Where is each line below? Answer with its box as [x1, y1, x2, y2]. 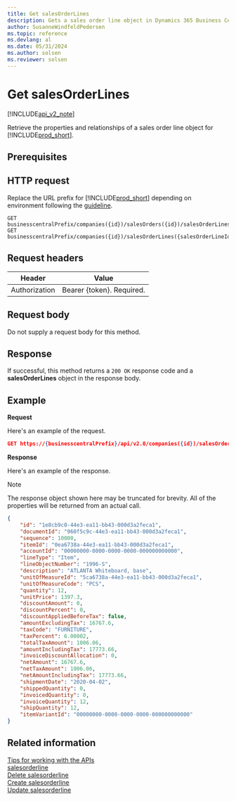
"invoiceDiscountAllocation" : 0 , [20, 652, 118, 660]
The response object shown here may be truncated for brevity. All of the [7, 494, 216, 503]
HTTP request [7, 175, 70, 187]
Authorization [11, 285, 55, 295]
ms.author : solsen [7, 50, 61, 57]
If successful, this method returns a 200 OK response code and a [7, 366, 193, 375]
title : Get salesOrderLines [7, 10, 90, 18]
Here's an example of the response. [7, 467, 111, 475]
